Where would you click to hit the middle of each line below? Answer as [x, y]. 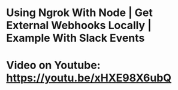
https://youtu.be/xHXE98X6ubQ [89, 78]
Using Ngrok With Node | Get [79, 13]
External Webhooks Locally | [79, 25]
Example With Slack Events [76, 38]
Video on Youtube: [53, 65]
